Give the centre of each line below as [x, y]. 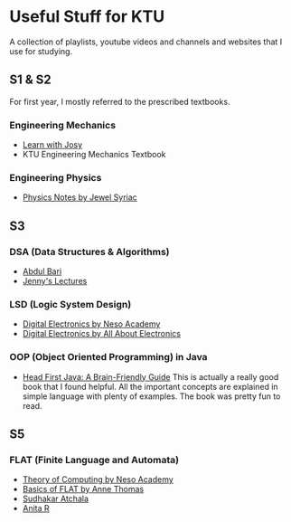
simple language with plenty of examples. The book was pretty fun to [151, 396]
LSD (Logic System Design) [70, 304]
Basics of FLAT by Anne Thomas [83, 489]
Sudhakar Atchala [55, 498]
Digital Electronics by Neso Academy [91, 324]
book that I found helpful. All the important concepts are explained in [150, 386]
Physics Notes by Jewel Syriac [80, 197]
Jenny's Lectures [55, 281]
